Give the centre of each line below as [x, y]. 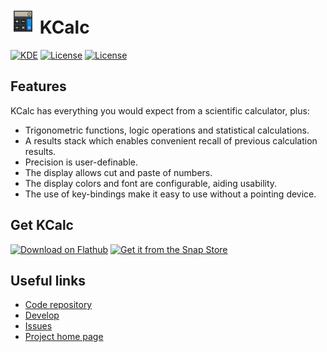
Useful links [48, 280]
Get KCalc [42, 225]
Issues [38, 326]
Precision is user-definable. [81, 162]
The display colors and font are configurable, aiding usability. [151, 183]
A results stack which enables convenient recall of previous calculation [171, 140]
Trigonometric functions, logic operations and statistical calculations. [167, 130]
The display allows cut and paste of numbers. [118, 172]
